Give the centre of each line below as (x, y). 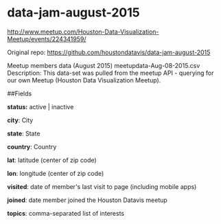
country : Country (32, 146)
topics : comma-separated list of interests (66, 213)
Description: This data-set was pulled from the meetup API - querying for (110, 73)
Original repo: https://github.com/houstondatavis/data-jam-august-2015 (109, 52)
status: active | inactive (40, 107)
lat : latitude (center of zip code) (52, 160)
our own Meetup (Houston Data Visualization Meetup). (84, 80)
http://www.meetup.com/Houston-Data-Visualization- (83, 32)
